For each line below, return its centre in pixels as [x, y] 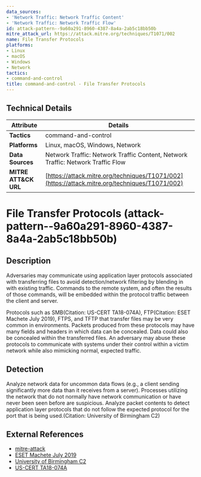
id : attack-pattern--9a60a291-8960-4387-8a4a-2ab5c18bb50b [81, 28]
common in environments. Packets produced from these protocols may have [100, 325]
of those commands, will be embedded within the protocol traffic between [98, 294]
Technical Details [39, 108]
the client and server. [32, 300]
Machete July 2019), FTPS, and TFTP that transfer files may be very [90, 318]
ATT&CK [22, 179]
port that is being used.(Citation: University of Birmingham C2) [83, 415]
